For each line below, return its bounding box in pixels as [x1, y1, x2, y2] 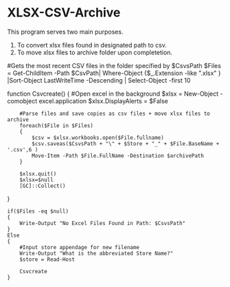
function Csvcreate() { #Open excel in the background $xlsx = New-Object [7, 89, 219, 98]
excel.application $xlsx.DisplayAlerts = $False [38, 96, 168, 105]
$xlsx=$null [19, 176, 54, 183]
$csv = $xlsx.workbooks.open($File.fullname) [32, 134, 165, 141]
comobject [7, 96, 38, 105]
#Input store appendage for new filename [19, 244, 139, 251]
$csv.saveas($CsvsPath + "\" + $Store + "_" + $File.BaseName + [32, 140, 220, 147]
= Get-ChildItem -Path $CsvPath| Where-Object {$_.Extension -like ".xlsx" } [7, 69, 221, 77]
